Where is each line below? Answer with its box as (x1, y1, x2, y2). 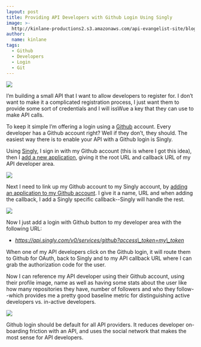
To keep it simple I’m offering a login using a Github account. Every (6, 123, 172, 130)
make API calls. (6, 112, 44, 119)
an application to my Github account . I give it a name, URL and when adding (6, 190, 193, 197)
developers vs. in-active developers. (6, 298, 96, 306)
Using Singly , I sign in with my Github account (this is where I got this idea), (6, 148, 192, 155)
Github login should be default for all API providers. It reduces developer (6, 321, 184, 328)
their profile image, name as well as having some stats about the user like (6, 279, 187, 286)
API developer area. (6, 160, 55, 167)
